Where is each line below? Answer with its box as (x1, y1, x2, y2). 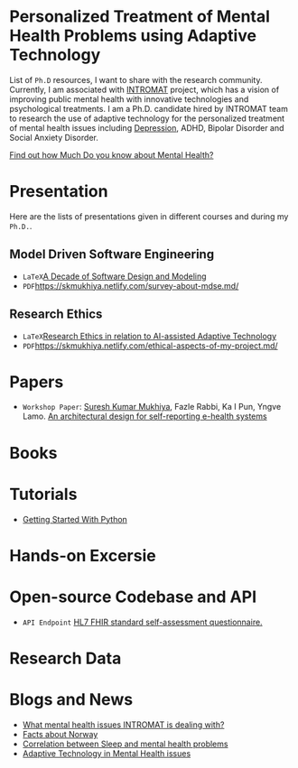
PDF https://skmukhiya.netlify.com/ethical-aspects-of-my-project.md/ (22, 340, 278, 351)
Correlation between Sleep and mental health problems (22, 738, 228, 749)
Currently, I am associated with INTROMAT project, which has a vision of (9, 84, 280, 95)
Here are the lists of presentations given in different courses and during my (9, 210, 289, 222)
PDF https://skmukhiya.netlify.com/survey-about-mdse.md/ (22, 280, 239, 291)
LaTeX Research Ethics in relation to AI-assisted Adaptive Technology (22, 330, 277, 341)
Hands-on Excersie (9, 545, 156, 566)
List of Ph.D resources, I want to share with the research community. (9, 74, 263, 85)
